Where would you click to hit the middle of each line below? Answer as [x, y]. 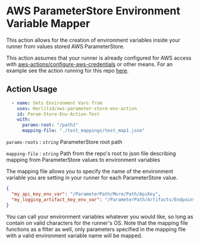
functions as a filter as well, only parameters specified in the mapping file [96, 229]
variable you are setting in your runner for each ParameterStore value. [92, 178]
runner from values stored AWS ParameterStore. [65, 46]
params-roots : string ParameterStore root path [64, 142]
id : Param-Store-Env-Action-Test [58, 114]
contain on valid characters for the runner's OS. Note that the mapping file [97, 223]
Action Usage [32, 89]
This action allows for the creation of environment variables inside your [93, 40]
